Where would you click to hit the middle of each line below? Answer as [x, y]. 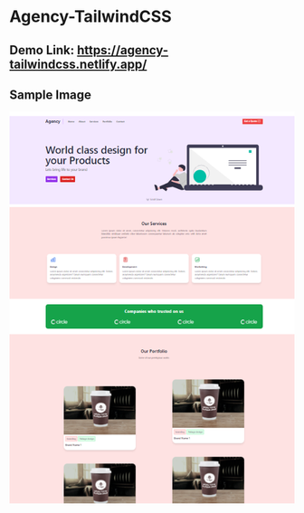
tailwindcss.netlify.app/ [78, 64]
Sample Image [51, 95]
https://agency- [123, 50]
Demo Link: [42, 50]
